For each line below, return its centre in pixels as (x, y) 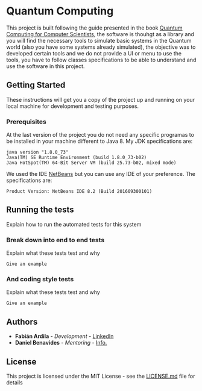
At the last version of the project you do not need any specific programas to (100, 135)
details (14, 383)
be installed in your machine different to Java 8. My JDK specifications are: (99, 141)
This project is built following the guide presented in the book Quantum (94, 28)
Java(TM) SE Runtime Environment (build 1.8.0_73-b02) (77, 158)
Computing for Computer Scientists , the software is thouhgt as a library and (100, 34)
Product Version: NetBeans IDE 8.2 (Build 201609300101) (79, 192)
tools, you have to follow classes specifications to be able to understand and (101, 60)
